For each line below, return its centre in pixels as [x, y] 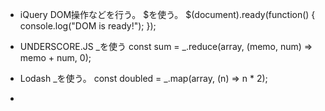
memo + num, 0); [55, 57]
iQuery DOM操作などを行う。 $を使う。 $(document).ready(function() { [167, 14]
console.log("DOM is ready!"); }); [88, 26]
